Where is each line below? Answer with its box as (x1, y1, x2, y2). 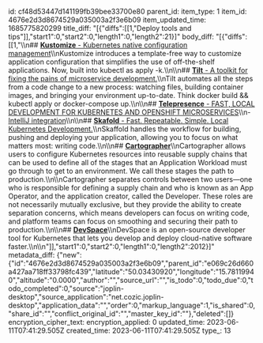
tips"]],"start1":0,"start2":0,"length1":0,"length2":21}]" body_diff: (8, 32, 215, 41)
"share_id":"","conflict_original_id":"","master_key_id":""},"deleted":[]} (8, 309, 235, 318)
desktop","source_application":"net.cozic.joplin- (8, 292, 164, 301)
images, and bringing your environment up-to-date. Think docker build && (8, 91, 249, 100)
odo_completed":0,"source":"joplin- (8, 284, 125, 293)
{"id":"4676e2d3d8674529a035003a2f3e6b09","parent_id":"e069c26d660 (8, 258, 254, 268)
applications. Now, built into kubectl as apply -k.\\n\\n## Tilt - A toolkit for (8, 66, 249, 74)
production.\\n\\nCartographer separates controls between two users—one (8, 175, 253, 184)
